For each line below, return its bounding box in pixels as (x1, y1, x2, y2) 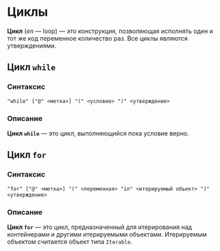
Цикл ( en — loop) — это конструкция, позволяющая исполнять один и (7, 27, 214, 35)
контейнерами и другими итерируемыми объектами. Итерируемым (7, 230, 207, 238)
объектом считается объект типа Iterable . (7, 237, 132, 245)
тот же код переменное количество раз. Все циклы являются (7, 34, 188, 42)
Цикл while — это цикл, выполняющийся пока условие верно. (7, 129, 190, 138)
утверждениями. (7, 41, 57, 50)
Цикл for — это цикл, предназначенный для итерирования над (7, 223, 193, 231)
